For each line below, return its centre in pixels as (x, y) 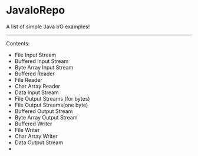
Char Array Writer (36, 136)
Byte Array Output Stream (46, 117)
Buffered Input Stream (42, 61)
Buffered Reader (34, 74)
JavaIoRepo (36, 10)
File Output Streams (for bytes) (52, 98)
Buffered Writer (33, 124)
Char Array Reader (37, 86)
